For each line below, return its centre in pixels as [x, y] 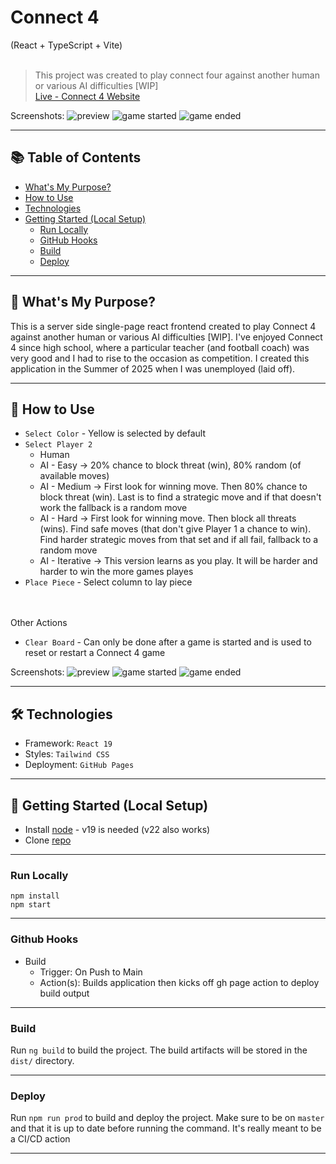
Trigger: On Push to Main [91, 972]
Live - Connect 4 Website [87, 96]
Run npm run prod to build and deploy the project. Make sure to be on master [167, 1118]
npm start [31, 905]
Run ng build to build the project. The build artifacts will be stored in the [159, 1050]
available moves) [74, 476]
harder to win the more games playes [116, 572]
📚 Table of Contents [76, 157]
